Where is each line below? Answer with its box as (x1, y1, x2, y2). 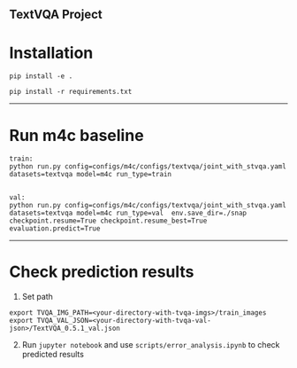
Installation (9, 43, 94, 63)
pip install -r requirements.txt (9, 88, 133, 97)
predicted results (21, 349, 84, 360)
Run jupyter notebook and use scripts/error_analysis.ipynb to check (21, 340, 280, 350)
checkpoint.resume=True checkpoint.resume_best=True (9, 216, 208, 225)
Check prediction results (9, 262, 194, 282)
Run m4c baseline (9, 125, 144, 145)
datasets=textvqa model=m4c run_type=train (9, 170, 172, 179)
